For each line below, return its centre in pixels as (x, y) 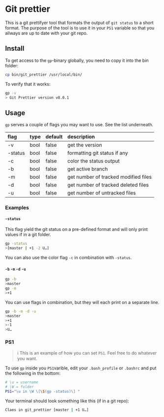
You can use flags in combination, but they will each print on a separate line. (82, 302)
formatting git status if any (98, 153)
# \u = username (22, 382)
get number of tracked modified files (110, 177)
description (81, 137)
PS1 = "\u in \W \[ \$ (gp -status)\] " (42, 391)
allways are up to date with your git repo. (46, 33)
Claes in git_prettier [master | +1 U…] (47, 410)
